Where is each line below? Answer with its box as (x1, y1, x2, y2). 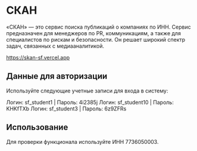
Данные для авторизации (6, 71, 108, 81)
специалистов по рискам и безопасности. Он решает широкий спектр (6, 36, 186, 43)
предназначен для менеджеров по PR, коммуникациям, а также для (6, 29, 182, 36)
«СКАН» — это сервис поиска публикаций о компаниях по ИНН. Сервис (6, 23, 192, 30)
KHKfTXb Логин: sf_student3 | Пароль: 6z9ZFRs (6, 105, 127, 112)
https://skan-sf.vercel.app (6, 54, 70, 61)
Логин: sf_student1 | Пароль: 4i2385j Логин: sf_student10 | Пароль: (6, 98, 174, 106)
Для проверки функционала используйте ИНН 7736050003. (6, 138, 159, 145)
